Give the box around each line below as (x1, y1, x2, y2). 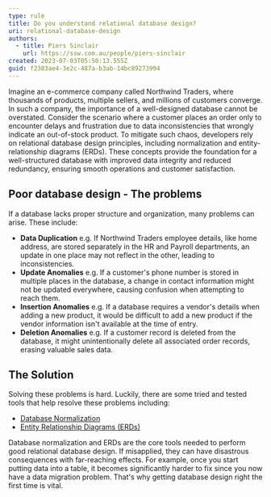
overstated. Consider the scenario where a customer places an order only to (8, 112, 262, 122)
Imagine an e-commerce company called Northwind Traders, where (8, 86, 234, 96)
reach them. (19, 293, 60, 303)
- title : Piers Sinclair (15, 42, 99, 50)
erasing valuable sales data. (19, 344, 114, 354)
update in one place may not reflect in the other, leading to (19, 250, 215, 259)
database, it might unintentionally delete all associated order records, (19, 336, 250, 346)
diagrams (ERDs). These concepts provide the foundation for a (48, 146, 257, 156)
